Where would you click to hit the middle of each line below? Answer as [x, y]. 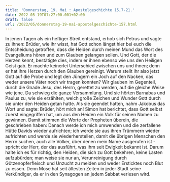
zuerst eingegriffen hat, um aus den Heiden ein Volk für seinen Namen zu [82, 115]
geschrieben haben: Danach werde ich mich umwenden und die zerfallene [83, 125]
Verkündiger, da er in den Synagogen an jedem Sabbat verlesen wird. [78, 174]
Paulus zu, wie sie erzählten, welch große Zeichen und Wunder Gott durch [83, 98]
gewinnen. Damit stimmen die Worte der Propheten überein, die [72, 120]
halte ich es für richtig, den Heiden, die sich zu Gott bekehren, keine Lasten [84, 152]
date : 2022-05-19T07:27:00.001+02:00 [45, 15]
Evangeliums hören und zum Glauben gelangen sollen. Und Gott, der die [81, 55]
